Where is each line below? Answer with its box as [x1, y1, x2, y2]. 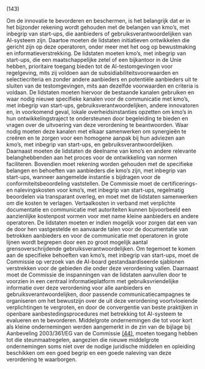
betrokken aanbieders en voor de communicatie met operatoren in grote [6, 232, 188, 239]
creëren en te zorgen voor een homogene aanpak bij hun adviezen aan [6, 134, 185, 142]
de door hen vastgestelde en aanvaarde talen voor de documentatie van [6, 226, 188, 232]
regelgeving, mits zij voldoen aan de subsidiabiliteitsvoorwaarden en [6, 69, 179, 76]
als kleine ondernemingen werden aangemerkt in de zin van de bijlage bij [6, 323, 191, 330]
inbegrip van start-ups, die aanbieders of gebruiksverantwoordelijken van [6, 30, 192, 37]
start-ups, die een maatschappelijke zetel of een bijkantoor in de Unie [6, 56, 182, 63]
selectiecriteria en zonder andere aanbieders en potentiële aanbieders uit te [6, 76, 198, 83]
